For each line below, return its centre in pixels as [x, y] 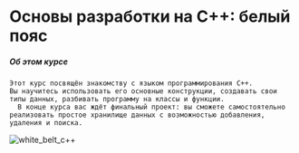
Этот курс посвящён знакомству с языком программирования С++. [131, 83]
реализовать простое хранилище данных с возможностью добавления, [137, 115]
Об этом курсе [39, 62]
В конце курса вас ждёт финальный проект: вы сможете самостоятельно [151, 107]
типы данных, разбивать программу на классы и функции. [117, 100]
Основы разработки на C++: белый [150, 17]
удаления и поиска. [46, 123]
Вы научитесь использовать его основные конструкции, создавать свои [144, 91]
